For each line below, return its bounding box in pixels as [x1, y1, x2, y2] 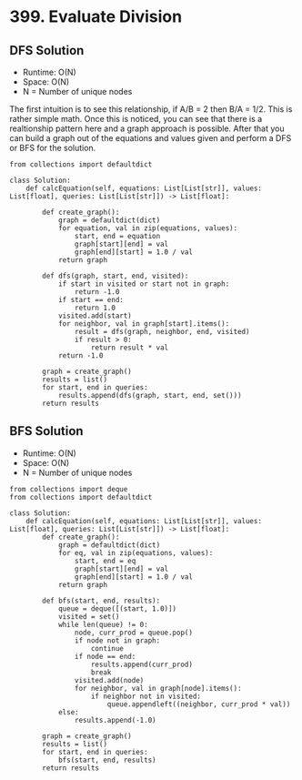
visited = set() [57, 612, 120, 621]
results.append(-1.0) [74, 715, 156, 724]
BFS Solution [9, 423, 84, 439]
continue [90, 643, 125, 653]
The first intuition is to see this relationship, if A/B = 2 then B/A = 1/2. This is [9, 104, 293, 115]
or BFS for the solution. [9, 143, 96, 153]
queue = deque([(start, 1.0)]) [57, 603, 177, 613]
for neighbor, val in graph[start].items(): [57, 319, 230, 329]
